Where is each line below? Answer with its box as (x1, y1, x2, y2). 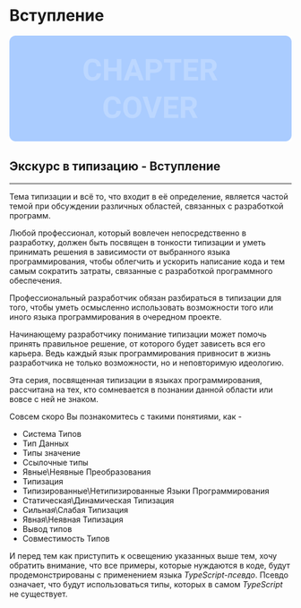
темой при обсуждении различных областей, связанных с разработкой (9, 201, 284, 211)
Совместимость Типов (21, 533, 110, 544)
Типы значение (21, 447, 81, 458)
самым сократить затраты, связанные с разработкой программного (9, 265, 273, 276)
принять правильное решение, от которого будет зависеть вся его (9, 338, 266, 349)
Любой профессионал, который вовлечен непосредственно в (9, 227, 246, 238)
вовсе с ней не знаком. (9, 393, 99, 404)
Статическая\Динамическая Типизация (21, 494, 175, 506)
